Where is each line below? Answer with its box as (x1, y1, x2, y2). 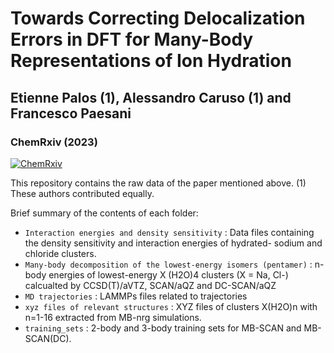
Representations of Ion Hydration (10, 50, 292, 72)
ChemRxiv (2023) (10, 135, 98, 149)
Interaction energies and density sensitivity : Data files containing (24, 226, 315, 238)
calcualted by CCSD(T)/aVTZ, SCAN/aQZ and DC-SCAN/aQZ (24, 279, 277, 291)
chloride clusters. (24, 247, 97, 259)
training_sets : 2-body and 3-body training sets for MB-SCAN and (24, 322, 302, 334)
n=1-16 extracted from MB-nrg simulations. (24, 311, 202, 323)
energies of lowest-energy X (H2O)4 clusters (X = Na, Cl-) (48, 268, 289, 281)
